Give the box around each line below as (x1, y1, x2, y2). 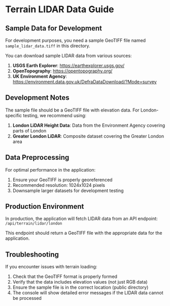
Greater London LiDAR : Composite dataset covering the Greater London (12, 133, 164, 139)
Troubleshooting (5, 250, 59, 259)
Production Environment (5, 202, 84, 211)
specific (5, 112, 22, 118)
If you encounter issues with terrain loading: (5, 264, 97, 270)
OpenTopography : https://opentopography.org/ (12, 68, 113, 74)
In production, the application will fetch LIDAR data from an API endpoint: (5, 215, 158, 222)
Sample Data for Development (5, 24, 103, 33)
